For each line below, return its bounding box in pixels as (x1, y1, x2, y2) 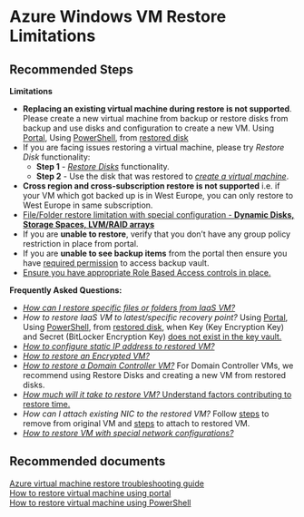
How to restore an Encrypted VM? (22, 351, 150, 361)
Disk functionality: (22, 151, 91, 162)
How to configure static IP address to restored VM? (22, 341, 215, 351)
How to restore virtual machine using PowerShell (9, 497, 191, 508)
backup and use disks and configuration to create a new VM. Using (22, 122, 275, 133)
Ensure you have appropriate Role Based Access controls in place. (22, 268, 271, 278)
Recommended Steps (9, 62, 133, 77)
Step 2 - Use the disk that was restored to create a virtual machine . (35, 171, 289, 181)
